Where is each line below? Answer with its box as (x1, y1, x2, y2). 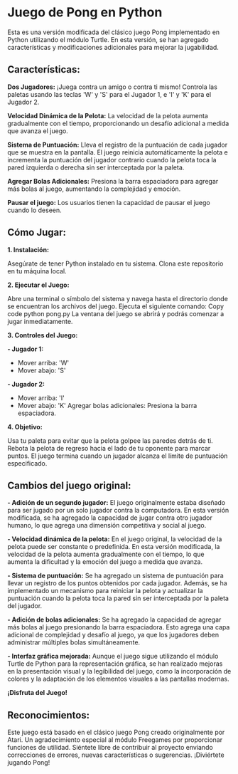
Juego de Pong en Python (7, 4, 163, 21)
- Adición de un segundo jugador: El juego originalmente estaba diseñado (7, 498, 226, 507)
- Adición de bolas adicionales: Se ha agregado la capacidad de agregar (7, 615, 222, 624)
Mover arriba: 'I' (17, 393, 65, 402)
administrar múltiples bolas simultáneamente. (7, 638, 141, 647)
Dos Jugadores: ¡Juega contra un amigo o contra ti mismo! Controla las (7, 83, 218, 91)
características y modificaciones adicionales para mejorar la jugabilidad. (7, 43, 219, 51)
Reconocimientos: (7, 709, 90, 721)
